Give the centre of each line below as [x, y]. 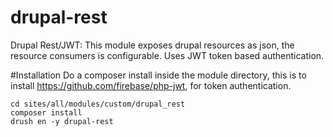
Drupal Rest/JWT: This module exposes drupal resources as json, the [152, 45]
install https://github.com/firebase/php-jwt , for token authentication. [151, 85]
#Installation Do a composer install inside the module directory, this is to [158, 75]
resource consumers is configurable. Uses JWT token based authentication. [167, 55]
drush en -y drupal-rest [62, 121]
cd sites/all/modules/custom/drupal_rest [98, 104]
